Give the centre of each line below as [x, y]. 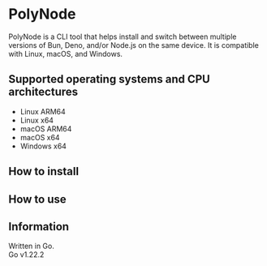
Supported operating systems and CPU [110, 79]
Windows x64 [43, 146]
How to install [44, 172]
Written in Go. [31, 246]
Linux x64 [37, 120]
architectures [43, 92]
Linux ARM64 [43, 111]
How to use [37, 199]
